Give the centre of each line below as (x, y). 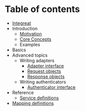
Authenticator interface (51, 87)
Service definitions (39, 98)
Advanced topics (30, 55)
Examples (30, 44)
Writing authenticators (43, 82)
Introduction (25, 28)
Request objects (44, 71)
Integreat (22, 23)
